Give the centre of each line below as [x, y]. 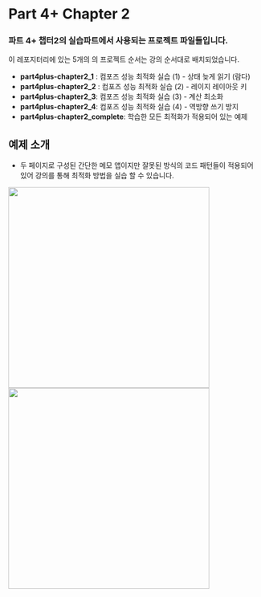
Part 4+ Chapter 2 [69, 14]
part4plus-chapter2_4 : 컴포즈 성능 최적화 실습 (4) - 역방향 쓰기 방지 [129, 107]
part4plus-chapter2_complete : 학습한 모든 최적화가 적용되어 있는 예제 [134, 117]
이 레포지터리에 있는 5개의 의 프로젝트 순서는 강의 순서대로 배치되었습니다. [124, 59]
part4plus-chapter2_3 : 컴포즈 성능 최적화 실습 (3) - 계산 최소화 [121, 96]
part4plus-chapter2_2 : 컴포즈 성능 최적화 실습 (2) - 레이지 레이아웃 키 [133, 87]
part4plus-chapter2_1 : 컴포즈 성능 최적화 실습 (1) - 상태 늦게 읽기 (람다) [135, 76]
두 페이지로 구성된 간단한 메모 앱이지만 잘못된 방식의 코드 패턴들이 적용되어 [137, 166]
